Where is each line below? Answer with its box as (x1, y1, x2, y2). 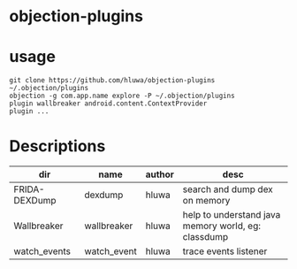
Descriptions (9, 136, 106, 157)
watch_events (13, 245, 72, 257)
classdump (182, 231, 229, 243)
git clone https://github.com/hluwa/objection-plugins (9, 76, 216, 85)
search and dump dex (182, 183, 274, 196)
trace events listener (182, 245, 268, 257)
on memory (182, 195, 231, 207)
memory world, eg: (182, 219, 261, 232)
